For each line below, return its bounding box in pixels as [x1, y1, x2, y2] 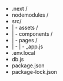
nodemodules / [11, 11, 49, 18]
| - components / [11, 30, 53, 38]
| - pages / [11, 37, 38, 43]
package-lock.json [11, 68, 58, 75]
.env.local [11, 49, 35, 56]
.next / [11, 5, 28, 12]
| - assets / [11, 24, 38, 31]
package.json [11, 62, 45, 69]
